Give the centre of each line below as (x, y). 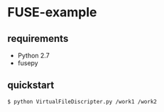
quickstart (31, 85)
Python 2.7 (33, 55)
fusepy (28, 63)
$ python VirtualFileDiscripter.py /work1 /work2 (82, 101)
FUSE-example (52, 12)
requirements (38, 39)
